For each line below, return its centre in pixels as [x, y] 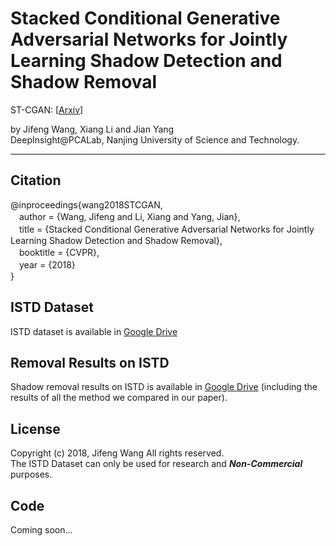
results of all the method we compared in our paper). [119, 398]
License [35, 428]
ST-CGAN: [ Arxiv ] [47, 109]
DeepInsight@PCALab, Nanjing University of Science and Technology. [155, 139]
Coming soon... [41, 530]
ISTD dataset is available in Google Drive [94, 331]
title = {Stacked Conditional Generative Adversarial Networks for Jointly [166, 229]
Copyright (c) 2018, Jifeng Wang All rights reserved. [117, 453]
